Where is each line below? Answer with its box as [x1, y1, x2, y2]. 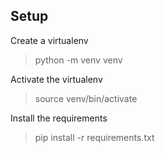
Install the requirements [10, 112, 108, 124]
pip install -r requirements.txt [34, 131, 155, 143]
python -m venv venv [34, 54, 123, 66]
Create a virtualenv [10, 34, 89, 46]
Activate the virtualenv [10, 73, 103, 85]
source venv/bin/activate [34, 92, 138, 104]
